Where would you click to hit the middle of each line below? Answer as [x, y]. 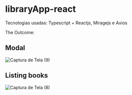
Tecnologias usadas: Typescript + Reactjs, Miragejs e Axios [66, 23]
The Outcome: [20, 32]
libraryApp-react [41, 9]
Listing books [27, 75]
